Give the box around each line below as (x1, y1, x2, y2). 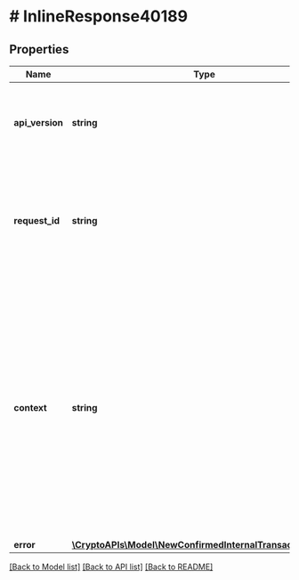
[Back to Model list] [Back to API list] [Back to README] (9, 561, 214, 572)
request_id (13, 215, 61, 226)
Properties (9, 42, 69, 57)
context (13, 402, 47, 413)
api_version (13, 117, 64, 128)
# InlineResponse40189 (9, 6, 189, 27)
